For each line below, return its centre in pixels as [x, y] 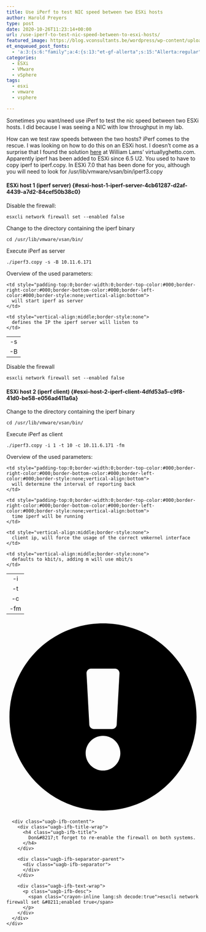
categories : [21, 58]
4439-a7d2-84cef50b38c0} [44, 192]
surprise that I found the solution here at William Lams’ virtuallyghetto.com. [101, 152]
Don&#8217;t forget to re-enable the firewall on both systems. [112, 838]
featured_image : [27, 40]
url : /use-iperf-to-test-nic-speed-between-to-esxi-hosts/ [83, 35]
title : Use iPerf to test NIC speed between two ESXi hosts [85, 12]
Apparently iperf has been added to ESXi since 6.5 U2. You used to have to [101, 158]
